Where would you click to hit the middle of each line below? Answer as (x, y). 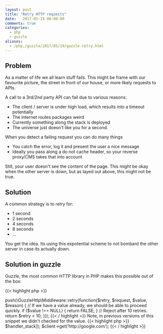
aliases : (14, 42)
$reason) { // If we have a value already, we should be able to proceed (76, 306)
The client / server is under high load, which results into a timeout (78, 107)
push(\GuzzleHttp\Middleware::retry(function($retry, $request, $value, (76, 300)
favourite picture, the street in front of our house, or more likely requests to (81, 83)
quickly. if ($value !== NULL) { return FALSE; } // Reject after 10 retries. (76, 311)
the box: (13, 281)
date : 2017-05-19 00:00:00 (35, 19)
